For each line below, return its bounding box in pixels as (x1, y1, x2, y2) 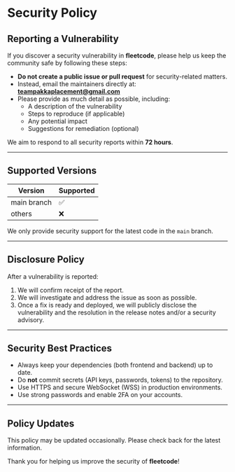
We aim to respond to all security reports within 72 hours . (7, 138, 173, 146)
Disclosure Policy (7, 254, 85, 265)
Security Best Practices (7, 342, 113, 354)
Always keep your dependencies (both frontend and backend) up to (17, 361, 213, 369)
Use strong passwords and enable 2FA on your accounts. (17, 391, 183, 399)
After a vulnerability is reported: (7, 272, 99, 281)
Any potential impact (27, 117, 87, 125)
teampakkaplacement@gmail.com (17, 88, 120, 95)
